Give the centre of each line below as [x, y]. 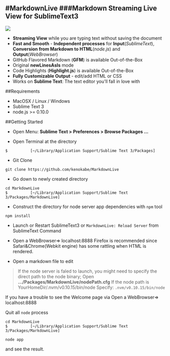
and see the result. [25, 349]
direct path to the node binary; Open [56, 276]
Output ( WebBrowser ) [35, 54]
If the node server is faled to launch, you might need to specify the [87, 271]
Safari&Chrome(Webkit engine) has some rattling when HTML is [79, 246]
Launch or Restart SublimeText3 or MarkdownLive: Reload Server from [86, 225]
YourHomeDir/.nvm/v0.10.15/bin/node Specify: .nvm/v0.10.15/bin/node [91, 287]
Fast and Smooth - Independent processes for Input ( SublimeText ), [83, 43]
